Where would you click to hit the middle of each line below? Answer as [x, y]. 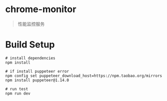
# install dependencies [30, 58]
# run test [17, 89]
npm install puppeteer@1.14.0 [37, 80]
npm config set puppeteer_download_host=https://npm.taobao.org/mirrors [84, 76]
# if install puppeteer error [37, 71]
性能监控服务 [31, 24]
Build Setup [30, 45]
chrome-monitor [41, 9]
